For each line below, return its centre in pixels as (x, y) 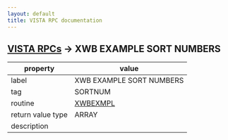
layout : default (31, 14)
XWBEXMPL (95, 103)
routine (23, 103)
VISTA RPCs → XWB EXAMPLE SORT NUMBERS (114, 49)
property (40, 69)
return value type (40, 115)
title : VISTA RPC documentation (55, 20)
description (30, 126)
